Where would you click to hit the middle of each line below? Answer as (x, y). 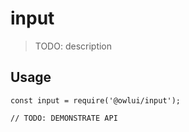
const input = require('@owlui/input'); (96, 100)
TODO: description (73, 46)
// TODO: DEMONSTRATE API (64, 118)
